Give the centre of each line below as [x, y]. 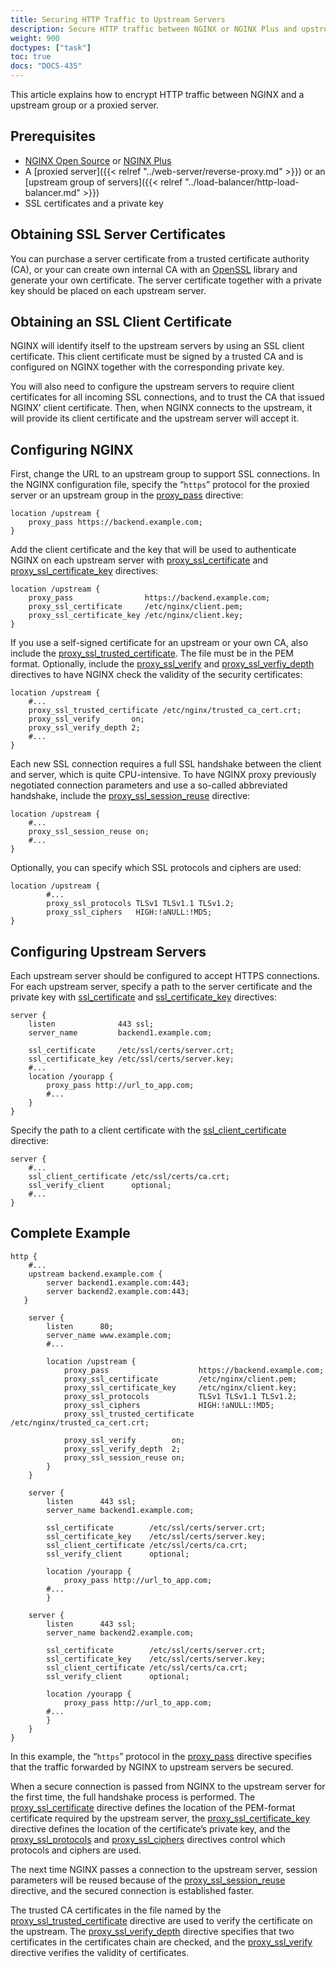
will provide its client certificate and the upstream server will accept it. [155, 418]
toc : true [31, 57]
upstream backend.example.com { [95, 1274]
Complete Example [70, 1233]
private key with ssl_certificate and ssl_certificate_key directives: [143, 997]
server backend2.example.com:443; [118, 1291]
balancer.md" [52, 192]
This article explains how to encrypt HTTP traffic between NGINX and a [157, 94]
